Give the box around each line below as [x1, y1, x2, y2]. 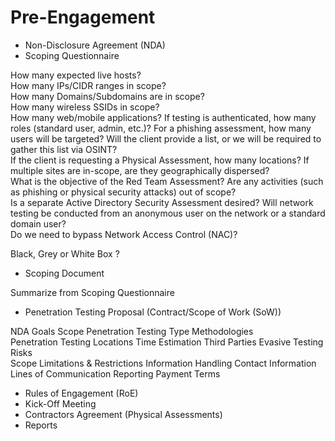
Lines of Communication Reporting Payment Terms [10, 367, 221, 380]
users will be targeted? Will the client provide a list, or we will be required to [10, 132, 322, 145]
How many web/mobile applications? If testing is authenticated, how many [10, 111, 317, 123]
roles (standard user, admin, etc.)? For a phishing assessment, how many [10, 122, 312, 134]
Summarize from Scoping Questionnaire [10, 286, 175, 298]
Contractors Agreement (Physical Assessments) [24, 408, 223, 420]
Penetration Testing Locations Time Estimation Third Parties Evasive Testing [10, 336, 324, 348]
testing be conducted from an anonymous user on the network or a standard [10, 207, 326, 219]
